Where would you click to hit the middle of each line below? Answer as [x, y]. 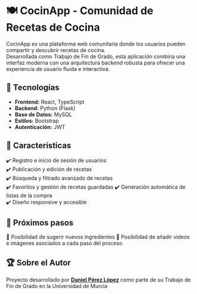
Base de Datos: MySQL [43, 114]
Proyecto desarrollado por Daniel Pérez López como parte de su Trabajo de [98, 280]
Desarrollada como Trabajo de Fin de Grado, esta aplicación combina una [96, 56]
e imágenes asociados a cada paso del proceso [64, 243]
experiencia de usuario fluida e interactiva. [58, 69]
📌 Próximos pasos [40, 223]
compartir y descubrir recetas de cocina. [56, 50]
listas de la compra [29, 195]
